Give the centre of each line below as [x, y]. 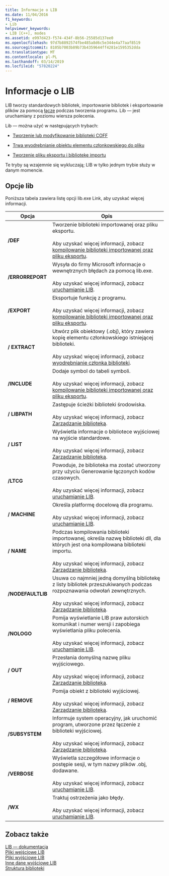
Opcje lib [19, 186]
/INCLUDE [20, 383]
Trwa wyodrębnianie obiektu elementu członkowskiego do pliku [78, 145]
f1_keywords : [19, 19]
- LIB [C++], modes [26, 33]
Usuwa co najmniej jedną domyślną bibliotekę [106, 578]
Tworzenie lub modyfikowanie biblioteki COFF [60, 136]
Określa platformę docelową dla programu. [103, 504]
